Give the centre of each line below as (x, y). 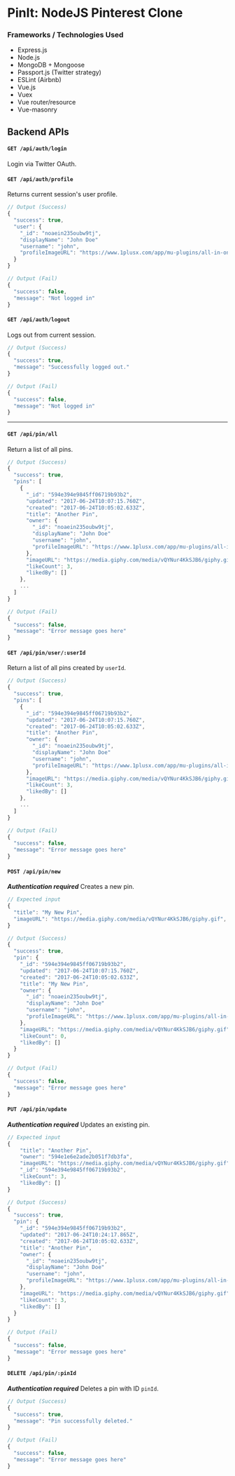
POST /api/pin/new (34, 871)
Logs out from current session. (52, 335)
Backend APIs (38, 132)
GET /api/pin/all (33, 434)
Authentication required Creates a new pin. (71, 887)
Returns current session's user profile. (62, 194)
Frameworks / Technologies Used (65, 35)
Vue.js (27, 87)
